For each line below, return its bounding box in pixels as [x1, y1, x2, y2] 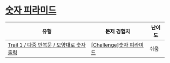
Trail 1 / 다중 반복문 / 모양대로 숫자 [8, 41, 86, 48]
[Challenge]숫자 [91, 41, 129, 48]
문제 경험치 [105, 28, 131, 35]
